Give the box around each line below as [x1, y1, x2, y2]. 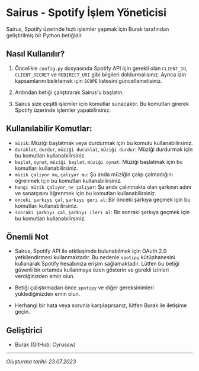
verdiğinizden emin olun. [14, 273, 75, 280]
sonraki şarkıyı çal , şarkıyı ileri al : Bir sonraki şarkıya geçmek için [14, 208, 190, 215]
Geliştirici [6, 325, 43, 335]
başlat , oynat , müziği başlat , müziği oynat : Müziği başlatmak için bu [14, 158, 183, 165]
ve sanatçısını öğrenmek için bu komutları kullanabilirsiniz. [14, 189, 157, 196]
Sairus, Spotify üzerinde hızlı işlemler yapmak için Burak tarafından [6, 25, 169, 33]
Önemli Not [6, 231, 49, 242]
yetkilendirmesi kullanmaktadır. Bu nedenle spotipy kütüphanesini [14, 254, 175, 261]
